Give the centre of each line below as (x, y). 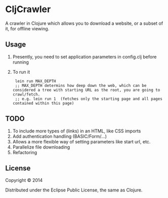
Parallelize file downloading (41, 147)
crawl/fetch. (26, 94)
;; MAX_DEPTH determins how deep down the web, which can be (81, 85)
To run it (21, 72)
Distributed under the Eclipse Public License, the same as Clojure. (74, 190)
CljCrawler (28, 9)
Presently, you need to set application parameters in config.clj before (85, 57)
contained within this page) (43, 103)
